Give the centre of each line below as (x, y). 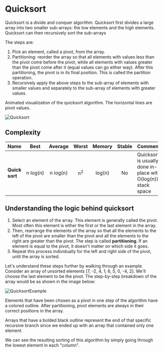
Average (59, 146)
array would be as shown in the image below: (50, 281)
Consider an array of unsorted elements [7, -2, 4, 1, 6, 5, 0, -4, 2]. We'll (75, 271)
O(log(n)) (148, 179)
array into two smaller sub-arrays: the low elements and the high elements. (80, 27)
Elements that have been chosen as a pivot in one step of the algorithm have (81, 300)
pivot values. (18, 108)
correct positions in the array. (34, 311)
